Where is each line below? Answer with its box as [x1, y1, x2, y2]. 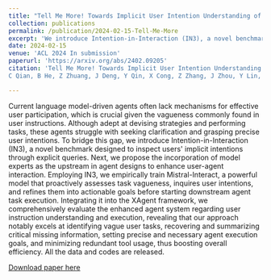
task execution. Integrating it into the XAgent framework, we [8, 195, 208, 205]
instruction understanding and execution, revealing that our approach [8, 212, 240, 222]
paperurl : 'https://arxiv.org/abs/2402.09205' [8, 57, 168, 65]
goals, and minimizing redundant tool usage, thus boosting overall [8, 238, 227, 248]
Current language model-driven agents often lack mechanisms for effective [8, 101, 259, 111]
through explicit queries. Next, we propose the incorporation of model [8, 153, 240, 162]
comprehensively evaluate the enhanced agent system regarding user [8, 203, 241, 214]
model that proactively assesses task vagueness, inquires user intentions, [8, 178, 254, 188]
